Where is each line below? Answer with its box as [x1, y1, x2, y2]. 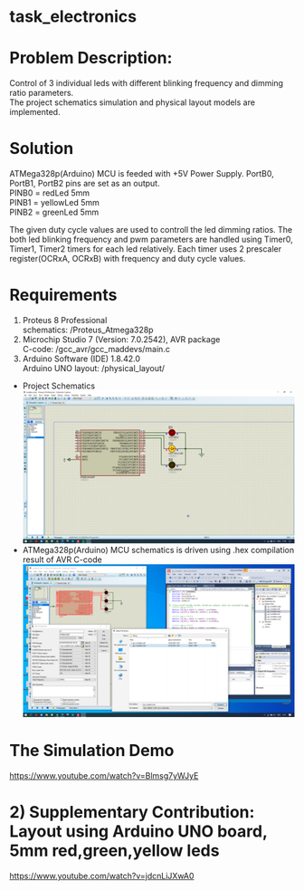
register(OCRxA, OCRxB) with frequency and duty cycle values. [9, 254, 246, 264]
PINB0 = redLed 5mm [9, 187, 90, 198]
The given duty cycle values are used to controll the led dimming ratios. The [9, 225, 293, 235]
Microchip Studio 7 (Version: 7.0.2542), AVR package [22, 334, 221, 345]
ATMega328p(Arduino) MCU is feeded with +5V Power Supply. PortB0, [9, 168, 274, 179]
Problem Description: [9, 48, 173, 69]
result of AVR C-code [22, 554, 102, 565]
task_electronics [9, 6, 138, 27]
